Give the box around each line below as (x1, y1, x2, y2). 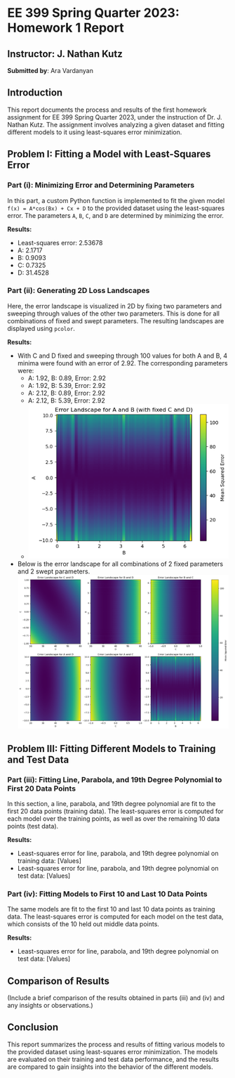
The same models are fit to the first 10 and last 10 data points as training (7, 905, 215, 914)
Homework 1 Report (7, 20, 124, 36)
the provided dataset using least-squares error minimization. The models (7, 1047, 218, 1056)
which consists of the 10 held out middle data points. (7, 920, 160, 928)
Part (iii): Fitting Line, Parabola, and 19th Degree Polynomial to (7, 774, 222, 784)
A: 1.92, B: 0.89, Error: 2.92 (27, 374, 107, 382)
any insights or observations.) (7, 1001, 93, 1010)
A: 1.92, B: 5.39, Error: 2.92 (27, 381, 106, 389)
